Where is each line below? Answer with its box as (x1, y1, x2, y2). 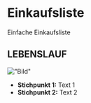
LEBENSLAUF (7, 48, 67, 60)
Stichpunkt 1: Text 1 (17, 81, 76, 89)
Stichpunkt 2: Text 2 (17, 88, 78, 96)
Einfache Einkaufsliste (7, 28, 71, 36)
